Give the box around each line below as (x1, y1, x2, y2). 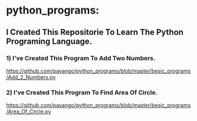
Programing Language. (6, 36, 93, 46)
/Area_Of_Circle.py (6, 108, 51, 115)
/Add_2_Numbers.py (6, 73, 56, 80)
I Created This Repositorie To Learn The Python (6, 27, 184, 37)
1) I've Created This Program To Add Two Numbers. (6, 54, 156, 62)
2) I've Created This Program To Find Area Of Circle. (6, 88, 158, 96)
